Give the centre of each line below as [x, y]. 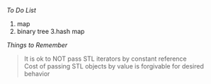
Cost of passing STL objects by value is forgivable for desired [114, 66]
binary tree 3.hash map [51, 31]
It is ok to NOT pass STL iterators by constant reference [105, 59]
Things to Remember [37, 45]
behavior [37, 74]
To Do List [22, 10]
